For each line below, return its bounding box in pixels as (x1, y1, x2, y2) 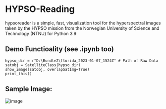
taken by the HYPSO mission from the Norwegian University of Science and (5, 25, 160, 31)
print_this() (5, 71, 32, 76)
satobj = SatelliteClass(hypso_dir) (5, 62, 81, 68)
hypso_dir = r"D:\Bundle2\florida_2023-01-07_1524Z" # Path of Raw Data (5, 58, 159, 63)
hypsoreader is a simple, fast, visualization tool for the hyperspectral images (5, 20, 161, 26)
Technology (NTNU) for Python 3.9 (5, 30, 77, 36)
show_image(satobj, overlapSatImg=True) (5, 67, 90, 72)
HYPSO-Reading (5, 3, 75, 15)
